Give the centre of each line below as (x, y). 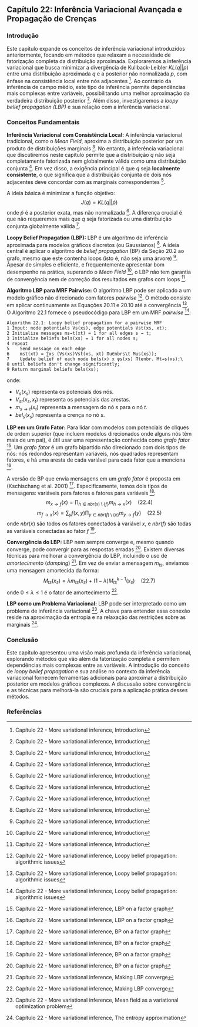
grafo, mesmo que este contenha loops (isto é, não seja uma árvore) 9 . (92, 258)
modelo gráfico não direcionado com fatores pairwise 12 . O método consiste (99, 297)
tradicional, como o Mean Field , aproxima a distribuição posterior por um (95, 141)
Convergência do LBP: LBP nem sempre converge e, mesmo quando (90, 542)
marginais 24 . (23, 624)
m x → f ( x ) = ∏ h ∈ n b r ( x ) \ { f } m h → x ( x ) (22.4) (99, 503)
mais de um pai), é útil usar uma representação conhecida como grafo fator (98, 440)
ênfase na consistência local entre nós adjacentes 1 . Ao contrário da (89, 80)
